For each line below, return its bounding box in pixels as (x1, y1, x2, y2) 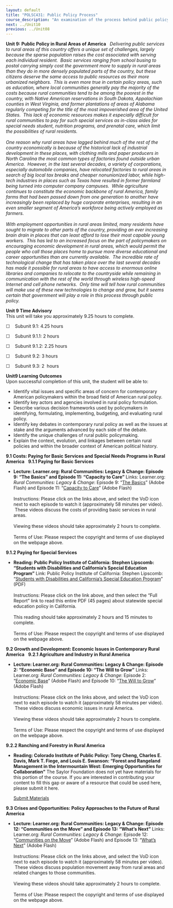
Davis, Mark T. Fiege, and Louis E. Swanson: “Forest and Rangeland (13, 758, 161, 764)
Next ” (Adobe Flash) (13, 842, 57, 849)
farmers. (6, 210, 24, 217)
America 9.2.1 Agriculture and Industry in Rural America (6, 651, 130, 657)
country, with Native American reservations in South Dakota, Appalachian (6, 96, 163, 102)
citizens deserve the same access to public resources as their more (6, 74, 149, 80)
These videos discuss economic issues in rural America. (14, 705, 134, 711)
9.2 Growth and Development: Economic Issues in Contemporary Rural (6, 646, 160, 652)
